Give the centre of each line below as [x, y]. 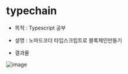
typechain [32, 11]
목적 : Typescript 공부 [40, 28]
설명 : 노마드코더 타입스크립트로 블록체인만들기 [68, 40]
